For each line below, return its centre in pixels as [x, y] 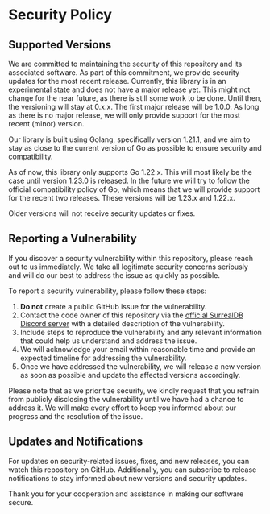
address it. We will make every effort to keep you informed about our [123, 408]
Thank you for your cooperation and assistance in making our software [126, 494]
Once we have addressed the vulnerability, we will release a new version [141, 366]
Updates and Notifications [76, 442]
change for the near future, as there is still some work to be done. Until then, [135, 98]
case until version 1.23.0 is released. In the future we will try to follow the [129, 180]
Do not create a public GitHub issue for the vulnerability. [113, 306]
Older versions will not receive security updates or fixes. [102, 213]
